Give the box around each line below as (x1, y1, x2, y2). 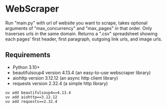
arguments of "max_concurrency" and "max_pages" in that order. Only (5, 25, 152, 31)
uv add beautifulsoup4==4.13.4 (5, 90, 71, 95)
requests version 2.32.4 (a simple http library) (12, 80, 108, 86)
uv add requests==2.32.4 (5, 99, 58, 104)
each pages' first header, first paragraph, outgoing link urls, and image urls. (5, 36, 162, 42)
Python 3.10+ (12, 64, 40, 70)
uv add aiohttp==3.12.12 (5, 94, 58, 99)
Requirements (5, 51, 50, 59)
